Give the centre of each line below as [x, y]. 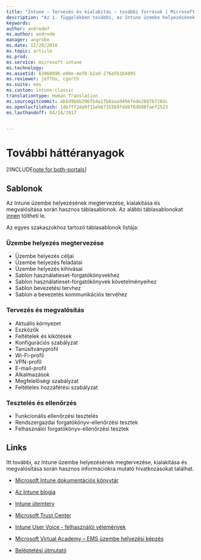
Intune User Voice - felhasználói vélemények [70, 527]
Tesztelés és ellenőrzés [42, 403]
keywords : [19, 23]
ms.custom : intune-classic [40, 90]
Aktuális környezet [38, 323]
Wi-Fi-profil [29, 355]
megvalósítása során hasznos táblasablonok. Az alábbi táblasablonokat [95, 210]
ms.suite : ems [24, 85]
